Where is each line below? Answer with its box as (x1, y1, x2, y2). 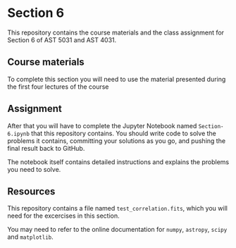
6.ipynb (7, 130, 30, 137)
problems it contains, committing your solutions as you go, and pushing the (7, 136, 226, 145)
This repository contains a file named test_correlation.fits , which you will (7, 204, 228, 213)
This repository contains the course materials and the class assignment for (7, 28, 224, 37)
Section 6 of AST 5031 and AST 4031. (7, 35, 117, 44)
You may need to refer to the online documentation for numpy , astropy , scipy (7, 225, 228, 234)
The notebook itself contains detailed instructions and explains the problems (7, 157, 230, 166)
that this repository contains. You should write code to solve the (31, 129, 217, 137)
